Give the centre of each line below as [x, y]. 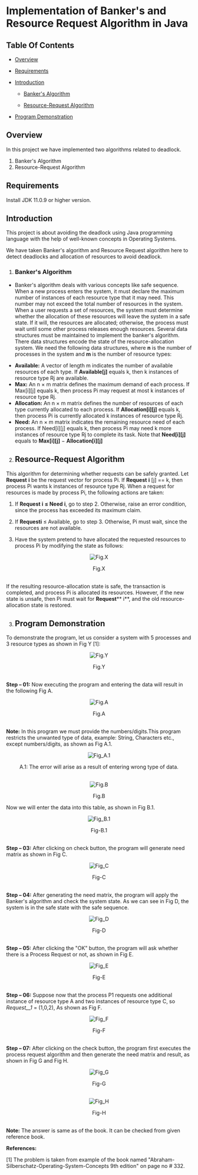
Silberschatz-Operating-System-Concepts [57, 1166]
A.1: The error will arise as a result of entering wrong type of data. [99, 767]
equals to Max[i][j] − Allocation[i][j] [59, 441]
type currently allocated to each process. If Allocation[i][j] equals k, [98, 409]
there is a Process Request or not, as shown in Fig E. [70, 955]
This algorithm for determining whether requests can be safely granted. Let [98, 473]
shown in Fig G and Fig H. [37, 1061]
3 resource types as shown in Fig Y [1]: [53, 644]
